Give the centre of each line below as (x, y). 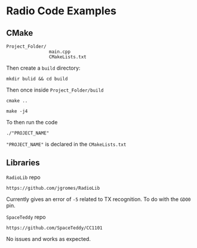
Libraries (23, 163)
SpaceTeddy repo (26, 217)
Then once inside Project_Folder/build (55, 90)
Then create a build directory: (43, 68)
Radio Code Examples (61, 11)
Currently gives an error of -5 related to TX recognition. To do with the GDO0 (98, 199)
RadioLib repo (23, 177)
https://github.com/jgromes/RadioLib (53, 188)
